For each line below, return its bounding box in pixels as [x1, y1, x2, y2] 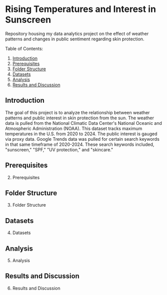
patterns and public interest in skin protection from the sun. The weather [5, 115, 155, 121]
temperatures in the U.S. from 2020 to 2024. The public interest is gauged [5, 131, 158, 137]
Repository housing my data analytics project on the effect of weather [5, 30, 149, 36]
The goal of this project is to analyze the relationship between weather [5, 109, 150, 115]
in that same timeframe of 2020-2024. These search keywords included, [5, 141, 155, 147]
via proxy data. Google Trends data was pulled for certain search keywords [5, 136, 160, 142]
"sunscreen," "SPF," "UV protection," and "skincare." [5, 146, 113, 153]
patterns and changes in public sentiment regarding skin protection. [5, 36, 145, 42]
